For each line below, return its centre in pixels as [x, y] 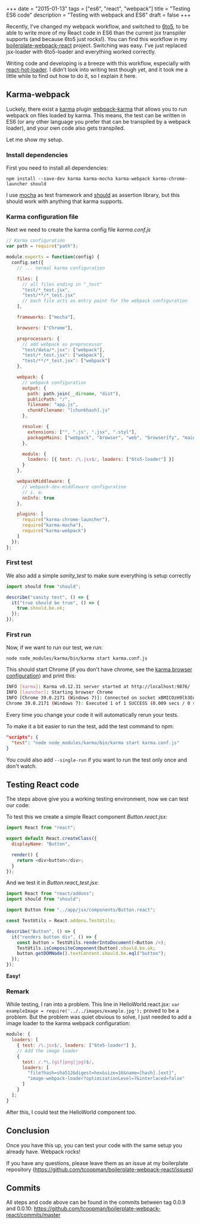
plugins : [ [30, 514]
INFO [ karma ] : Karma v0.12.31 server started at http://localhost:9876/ [98, 687]
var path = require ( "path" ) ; [42, 246]
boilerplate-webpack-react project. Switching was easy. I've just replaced [97, 45]
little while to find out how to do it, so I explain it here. [71, 76]
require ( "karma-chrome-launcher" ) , [66, 520]
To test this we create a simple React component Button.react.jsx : [87, 817]
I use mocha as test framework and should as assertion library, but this [93, 195]
